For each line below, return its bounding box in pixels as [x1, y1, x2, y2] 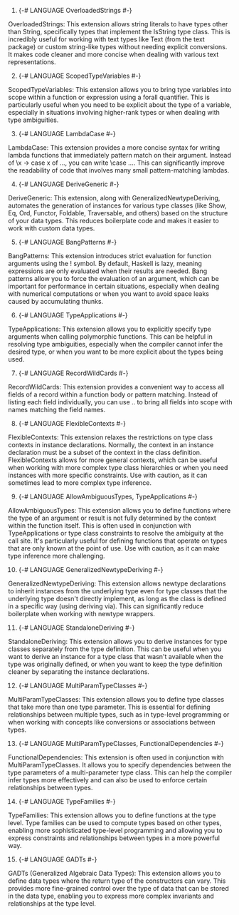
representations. [8, 58, 56, 66]
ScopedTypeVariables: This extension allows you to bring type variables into [8, 86, 232, 93]
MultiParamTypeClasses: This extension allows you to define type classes [8, 695, 225, 703]
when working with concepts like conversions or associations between [8, 718, 216, 726]
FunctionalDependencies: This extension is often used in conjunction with [8, 753, 224, 762]
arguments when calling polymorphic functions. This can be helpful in [8, 332, 213, 341]
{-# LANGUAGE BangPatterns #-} [18, 238, 117, 246]
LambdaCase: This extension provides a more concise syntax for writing [8, 143, 220, 152]
